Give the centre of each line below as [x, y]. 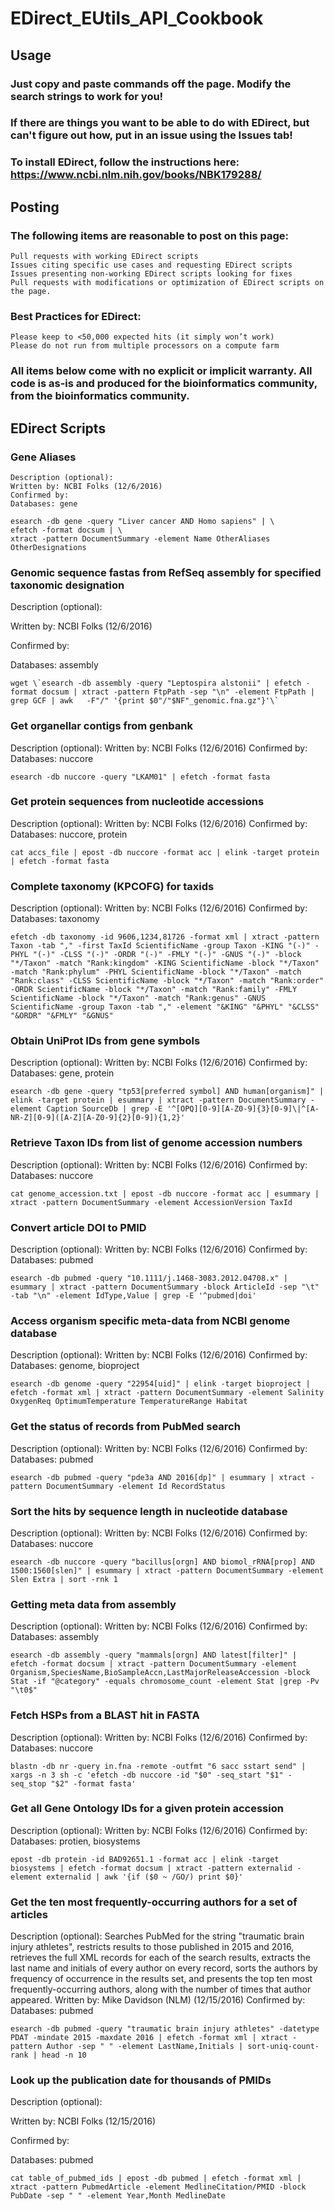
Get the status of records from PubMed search [125, 1427]
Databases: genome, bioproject [75, 1366]
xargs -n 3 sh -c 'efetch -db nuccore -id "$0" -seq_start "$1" [147, 1775]
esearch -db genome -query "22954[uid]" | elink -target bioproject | [160, 1384]
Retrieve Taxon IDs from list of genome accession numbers [156, 1143]
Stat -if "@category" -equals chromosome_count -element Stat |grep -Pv [165, 1682]
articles [29, 1914]
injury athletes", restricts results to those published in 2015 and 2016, [152, 1947]
